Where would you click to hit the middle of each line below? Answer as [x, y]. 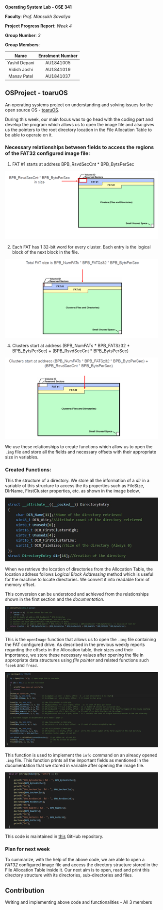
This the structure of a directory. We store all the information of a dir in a [77, 480]
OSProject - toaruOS [36, 93]
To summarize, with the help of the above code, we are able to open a [75, 860]
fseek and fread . [22, 665]
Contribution [25, 890]
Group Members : [23, 45]
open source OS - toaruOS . [32, 110]
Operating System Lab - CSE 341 [38, 7]
